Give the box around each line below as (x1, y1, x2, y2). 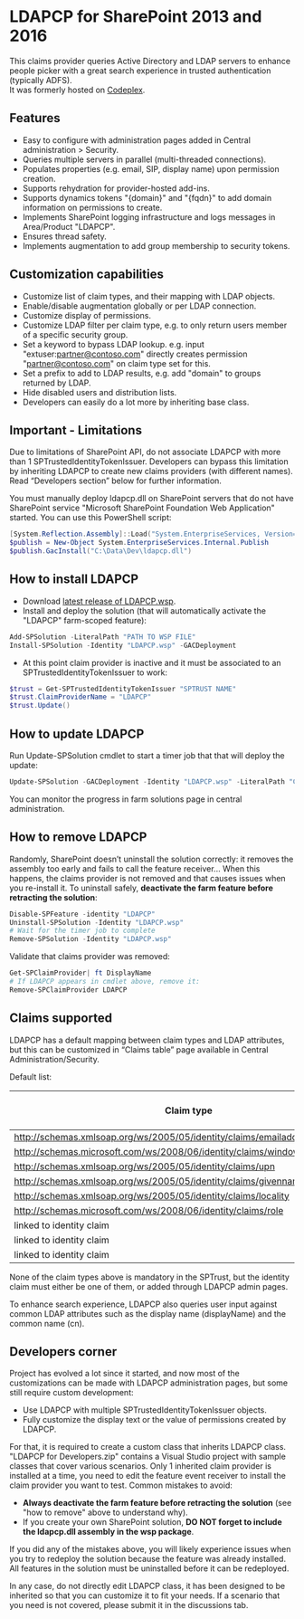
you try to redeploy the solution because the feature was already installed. (9, 1554, 287, 1565)
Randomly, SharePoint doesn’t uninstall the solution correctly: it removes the (9, 853, 294, 864)
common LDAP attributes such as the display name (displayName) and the (9, 1308, 287, 1319)
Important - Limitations (9, 423, 143, 438)
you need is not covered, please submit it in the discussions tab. (9, 1600, 249, 1611)
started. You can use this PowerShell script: (9, 512, 172, 523)
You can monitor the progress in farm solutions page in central (9, 794, 242, 805)
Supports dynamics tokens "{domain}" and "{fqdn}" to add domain (22, 192, 272, 203)
